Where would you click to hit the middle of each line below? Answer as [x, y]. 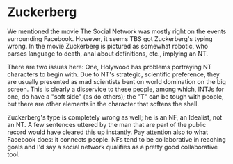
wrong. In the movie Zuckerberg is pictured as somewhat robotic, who [108, 46]
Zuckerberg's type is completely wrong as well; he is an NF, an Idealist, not [115, 117]
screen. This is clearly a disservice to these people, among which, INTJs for [116, 89]
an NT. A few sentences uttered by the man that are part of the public [107, 124]
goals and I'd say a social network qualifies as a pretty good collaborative [112, 147]
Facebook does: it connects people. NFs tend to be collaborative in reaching [116, 139]
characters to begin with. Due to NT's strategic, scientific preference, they [114, 74]
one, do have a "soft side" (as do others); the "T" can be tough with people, [115, 96]
